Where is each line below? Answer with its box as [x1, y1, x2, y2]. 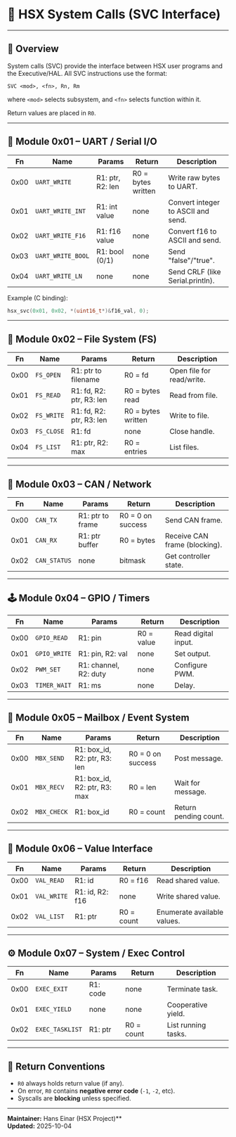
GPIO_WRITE [34, 650, 72, 657]
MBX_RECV [34, 783, 65, 791]
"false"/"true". [168, 255, 216, 265]
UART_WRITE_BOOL [34, 252, 90, 259]
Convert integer [168, 197, 220, 207]
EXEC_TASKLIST [34, 1026, 83, 1034]
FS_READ [34, 392, 61, 399]
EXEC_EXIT [34, 985, 68, 994]
